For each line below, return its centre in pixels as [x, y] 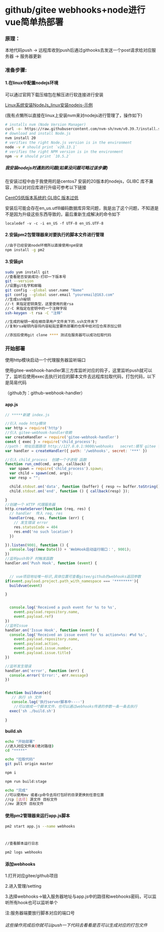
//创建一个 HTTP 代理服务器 [30, 505]
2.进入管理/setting [23, 886]
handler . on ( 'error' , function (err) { [44, 671]
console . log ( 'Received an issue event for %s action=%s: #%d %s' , [78, 635]
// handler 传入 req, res [36, 514]
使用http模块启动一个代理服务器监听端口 [46, 360]
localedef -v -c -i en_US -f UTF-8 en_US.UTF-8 [54, 223]
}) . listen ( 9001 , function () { [37, 545]
